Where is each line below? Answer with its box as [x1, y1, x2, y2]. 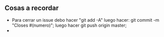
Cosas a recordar [4, 4, 59, 12]
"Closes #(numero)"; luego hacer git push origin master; [11, 22, 127, 28]
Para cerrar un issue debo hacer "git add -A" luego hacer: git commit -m [11, 17, 160, 23]
